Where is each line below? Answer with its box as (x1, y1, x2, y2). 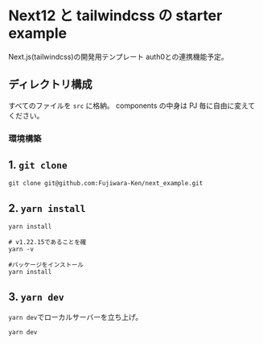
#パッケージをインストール (8, 261, 84, 269)
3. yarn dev (8, 290, 64, 304)
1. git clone (8, 158, 68, 172)
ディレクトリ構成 (8, 77, 92, 92)
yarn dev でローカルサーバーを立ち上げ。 (8, 313, 143, 322)
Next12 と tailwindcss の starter (8, 6, 223, 25)
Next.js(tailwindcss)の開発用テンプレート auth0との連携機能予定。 (8, 52, 228, 61)
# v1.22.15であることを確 (8, 238, 87, 247)
